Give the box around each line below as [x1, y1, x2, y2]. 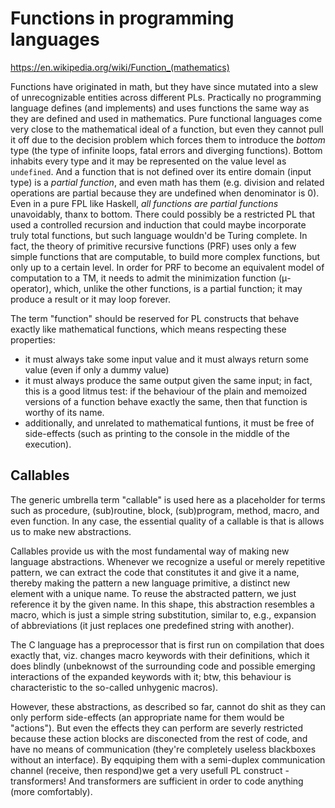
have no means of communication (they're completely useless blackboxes [10, 743, 317, 755]
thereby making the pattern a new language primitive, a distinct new [10, 577, 291, 589]
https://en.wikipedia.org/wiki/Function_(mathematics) [10, 61, 230, 73]
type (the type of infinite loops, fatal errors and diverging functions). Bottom [10, 144, 323, 156]
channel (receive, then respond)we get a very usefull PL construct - [10, 764, 290, 776]
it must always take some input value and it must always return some [24, 353, 309, 365]
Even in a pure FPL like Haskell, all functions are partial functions [10, 197, 279, 209]
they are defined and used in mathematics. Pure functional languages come [10, 112, 323, 124]
